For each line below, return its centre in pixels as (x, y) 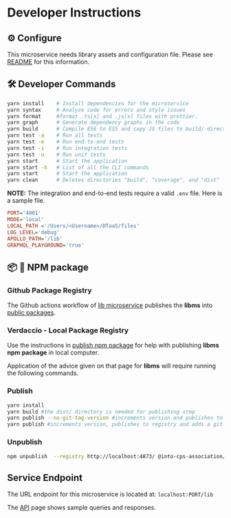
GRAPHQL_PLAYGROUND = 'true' (46, 245)
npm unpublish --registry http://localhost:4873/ (81, 456)
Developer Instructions (74, 13)
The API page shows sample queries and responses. (81, 508)
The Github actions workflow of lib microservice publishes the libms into (110, 305)
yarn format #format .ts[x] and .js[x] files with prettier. (102, 116)
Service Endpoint (45, 478)
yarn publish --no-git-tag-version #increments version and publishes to (115, 418)
